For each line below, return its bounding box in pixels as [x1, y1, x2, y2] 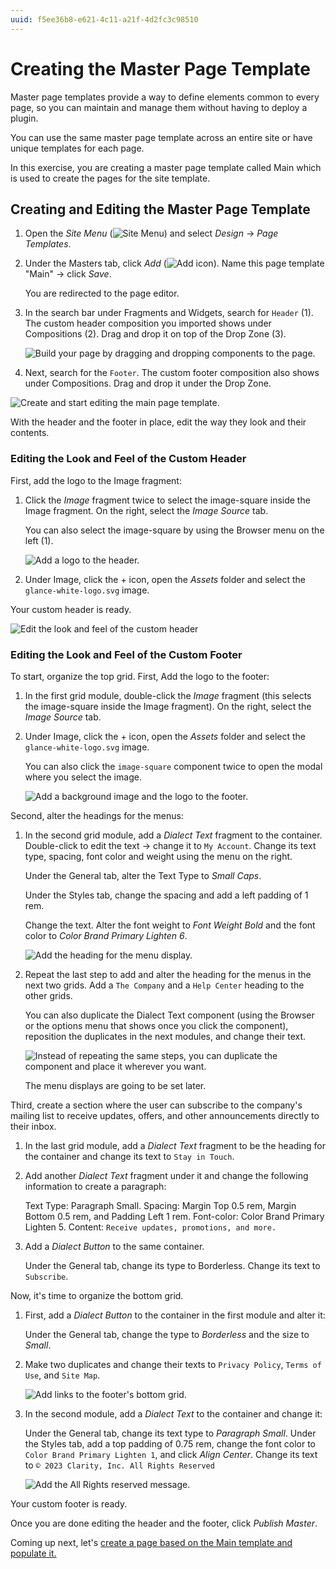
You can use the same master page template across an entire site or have [10, 131, 313, 143]
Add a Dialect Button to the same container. [24, 1240, 205, 1252]
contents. [10, 427, 50, 439]
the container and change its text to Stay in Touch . [24, 1150, 235, 1162]
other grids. [24, 989, 73, 1001]
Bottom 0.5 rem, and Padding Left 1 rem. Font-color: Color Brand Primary [24, 1210, 325, 1222]
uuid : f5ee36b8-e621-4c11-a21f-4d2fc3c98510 [10, 14, 199, 25]
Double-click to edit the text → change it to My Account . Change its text [24, 839, 317, 851]
